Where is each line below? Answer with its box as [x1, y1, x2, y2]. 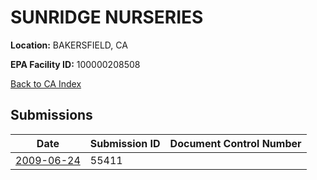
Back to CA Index [10, 77, 82, 90]
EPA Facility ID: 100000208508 [10, 58, 141, 70]
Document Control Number [169, 136, 302, 150]
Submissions [10, 107, 93, 124]
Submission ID [89, 136, 161, 150]
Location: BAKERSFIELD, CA [10, 39, 128, 51]
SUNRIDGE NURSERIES [10, 6, 204, 29]
